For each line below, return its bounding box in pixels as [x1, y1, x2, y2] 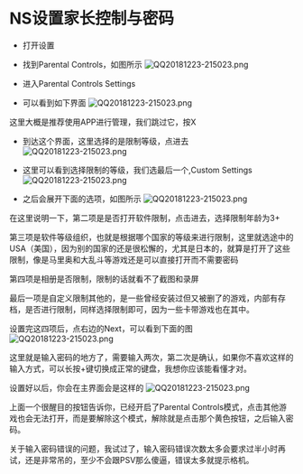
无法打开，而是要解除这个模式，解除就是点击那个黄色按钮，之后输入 [32, 413, 286, 423]
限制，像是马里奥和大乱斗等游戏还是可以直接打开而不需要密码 [9, 254, 239, 265]
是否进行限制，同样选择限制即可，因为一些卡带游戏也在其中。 [24, 303, 254, 314]
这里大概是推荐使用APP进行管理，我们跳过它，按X [9, 116, 197, 127]
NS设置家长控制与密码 [9, 8, 174, 29]
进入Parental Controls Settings [22, 78, 136, 88]
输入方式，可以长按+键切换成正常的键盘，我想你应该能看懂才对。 [9, 363, 252, 374]
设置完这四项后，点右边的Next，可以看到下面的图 [9, 322, 193, 334]
